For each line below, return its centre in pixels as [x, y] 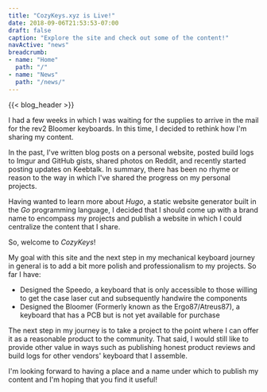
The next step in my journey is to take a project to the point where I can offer [133, 330]
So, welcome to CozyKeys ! [52, 242]
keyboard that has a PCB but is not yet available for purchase [120, 315]
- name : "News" [33, 75]
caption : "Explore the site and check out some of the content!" [118, 38]
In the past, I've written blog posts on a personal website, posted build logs [131, 152]
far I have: [25, 274]
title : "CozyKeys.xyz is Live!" [62, 15]
